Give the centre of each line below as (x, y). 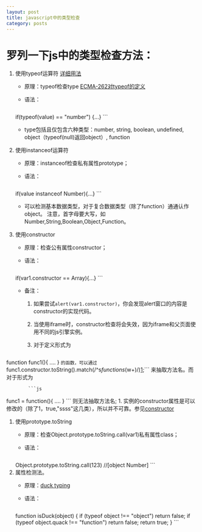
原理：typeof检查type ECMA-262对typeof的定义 (85, 87)
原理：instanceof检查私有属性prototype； (76, 163)
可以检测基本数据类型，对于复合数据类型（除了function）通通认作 (106, 206)
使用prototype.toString (44, 421)
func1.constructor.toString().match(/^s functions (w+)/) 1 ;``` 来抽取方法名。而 (100, 370)
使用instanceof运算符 (42, 150)
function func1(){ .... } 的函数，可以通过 (52, 363)
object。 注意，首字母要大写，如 (65, 214)
